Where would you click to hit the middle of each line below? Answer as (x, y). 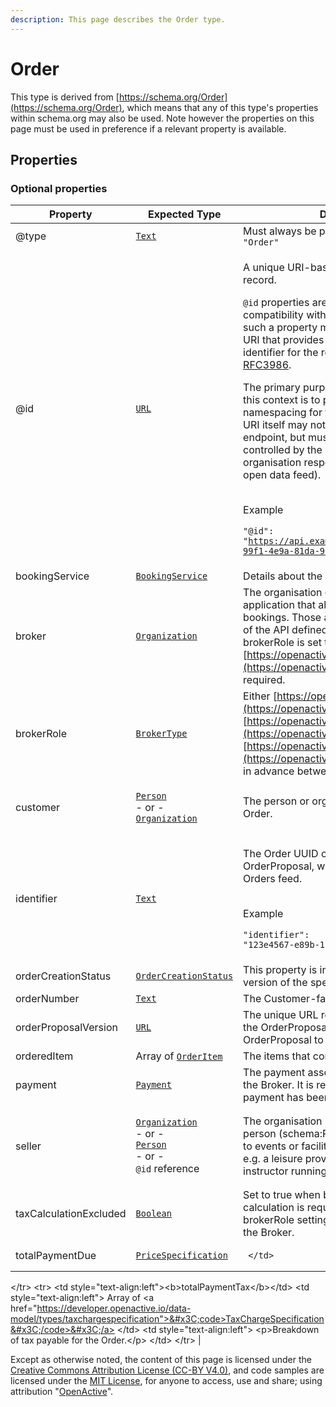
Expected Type (185, 214)
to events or (271, 1146)
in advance (269, 771)
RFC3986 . (267, 365)
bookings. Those (282, 618)
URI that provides (284, 340)
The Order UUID (281, 854)
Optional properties (59, 188)
